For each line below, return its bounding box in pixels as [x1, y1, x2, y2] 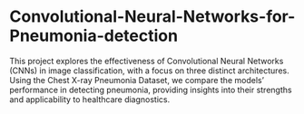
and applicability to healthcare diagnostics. [9, 93, 171, 105]
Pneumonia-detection [9, 25, 179, 46]
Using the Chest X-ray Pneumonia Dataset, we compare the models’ [9, 74, 265, 85]
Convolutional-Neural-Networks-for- [9, 6, 296, 27]
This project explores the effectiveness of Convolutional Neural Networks [9, 55, 284, 66]
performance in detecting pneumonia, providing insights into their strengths [9, 84, 292, 95]
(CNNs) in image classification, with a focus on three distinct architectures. [9, 65, 289, 76]
